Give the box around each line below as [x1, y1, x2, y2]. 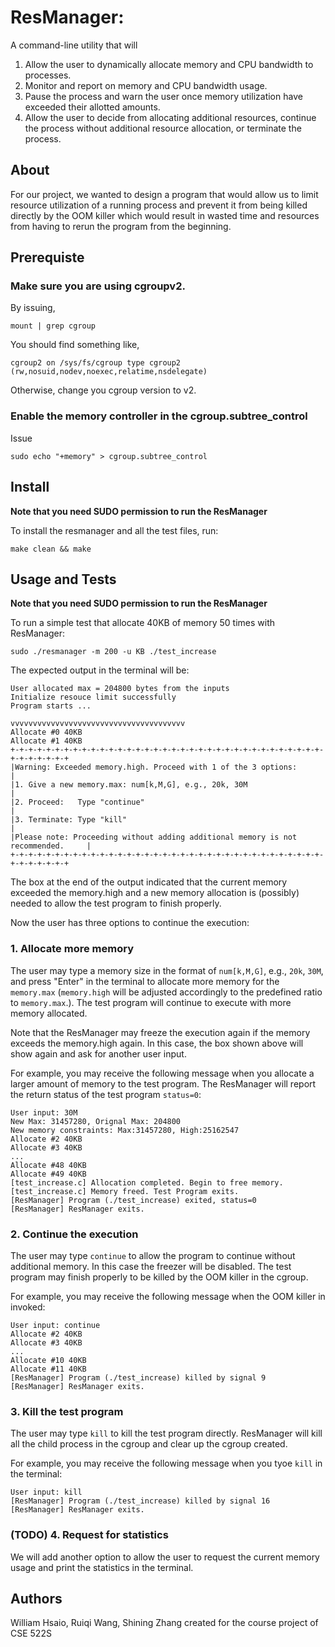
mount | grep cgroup [10, 321, 97, 331]
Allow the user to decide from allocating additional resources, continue [24, 111, 317, 123]
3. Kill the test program [10, 1404, 124, 1418]
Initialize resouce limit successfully [10, 692, 177, 703]
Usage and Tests [10, 571, 117, 588]
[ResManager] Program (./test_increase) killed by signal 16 [10, 1496, 271, 1506]
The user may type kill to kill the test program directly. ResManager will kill [10, 1427, 323, 1440]
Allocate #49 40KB [10, 1169, 87, 1179]
